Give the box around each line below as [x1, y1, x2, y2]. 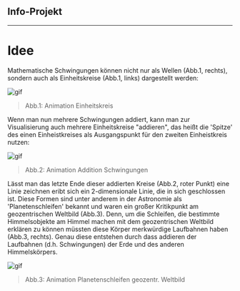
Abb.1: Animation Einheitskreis [24, 101, 114, 110]
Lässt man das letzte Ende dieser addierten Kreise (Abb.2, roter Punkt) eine [7, 179, 230, 188]
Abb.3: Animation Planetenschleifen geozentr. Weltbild [24, 275, 186, 284]
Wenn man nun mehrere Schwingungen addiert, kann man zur [7, 115, 191, 123]
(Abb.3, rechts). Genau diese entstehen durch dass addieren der [7, 232, 197, 241]
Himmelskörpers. [7, 247, 58, 256]
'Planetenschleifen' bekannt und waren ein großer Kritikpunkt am [7, 202, 199, 210]
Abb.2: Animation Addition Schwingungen [24, 165, 149, 174]
